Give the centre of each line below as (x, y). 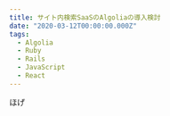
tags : (19, 34)
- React (32, 76)
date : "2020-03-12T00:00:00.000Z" (73, 26)
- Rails (32, 59)
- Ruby (29, 51)
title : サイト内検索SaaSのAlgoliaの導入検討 (85, 17)
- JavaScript (41, 68)
